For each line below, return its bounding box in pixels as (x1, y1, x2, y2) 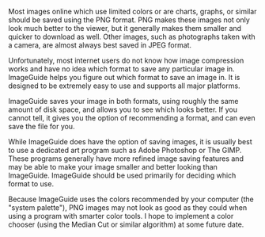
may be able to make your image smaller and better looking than (8, 162, 218, 171)
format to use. (8, 179, 54, 189)
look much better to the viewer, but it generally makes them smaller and (8, 24, 242, 32)
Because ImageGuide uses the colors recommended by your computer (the (8, 194, 255, 204)
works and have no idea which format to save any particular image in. (8, 64, 235, 74)
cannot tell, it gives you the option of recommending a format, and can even (8, 113, 256, 122)
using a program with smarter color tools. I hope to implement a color (8, 212, 234, 220)
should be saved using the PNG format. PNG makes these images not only (8, 15, 251, 25)
